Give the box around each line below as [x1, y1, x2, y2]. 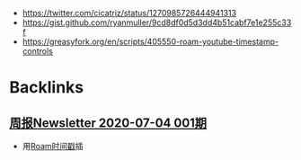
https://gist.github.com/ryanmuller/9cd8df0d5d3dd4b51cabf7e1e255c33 [22, 17, 292, 28]
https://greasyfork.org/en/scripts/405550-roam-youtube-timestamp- [22, 36, 279, 47]
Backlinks [9, 77, 84, 98]
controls [22, 46, 54, 57]
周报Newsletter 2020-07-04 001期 [9, 115, 208, 130]
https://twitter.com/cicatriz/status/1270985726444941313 [22, 8, 236, 18]
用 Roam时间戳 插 [22, 141, 84, 151]
